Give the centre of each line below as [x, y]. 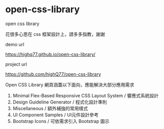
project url [16, 64]
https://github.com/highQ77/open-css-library [53, 74]
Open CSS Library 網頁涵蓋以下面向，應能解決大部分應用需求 [70, 84]
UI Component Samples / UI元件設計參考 [56, 115]
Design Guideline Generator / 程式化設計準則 [60, 102]
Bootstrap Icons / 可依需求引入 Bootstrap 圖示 [61, 121]
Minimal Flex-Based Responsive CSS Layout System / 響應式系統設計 [86, 95]
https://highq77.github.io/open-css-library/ [50, 54]
